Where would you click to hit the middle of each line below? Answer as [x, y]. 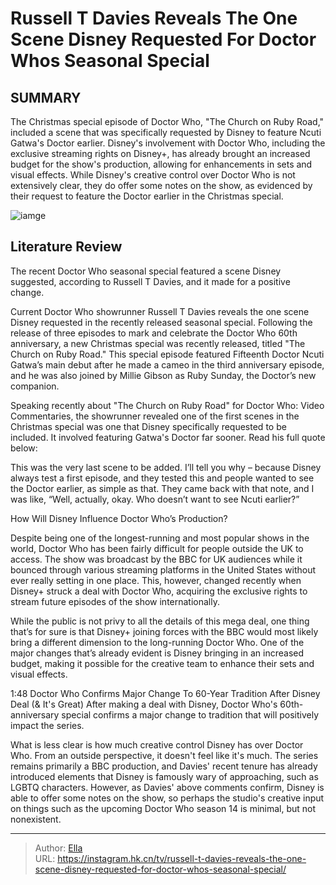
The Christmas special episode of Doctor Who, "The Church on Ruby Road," [167, 121]
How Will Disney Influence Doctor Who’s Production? [119, 518]
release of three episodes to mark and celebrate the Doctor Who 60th [154, 333]
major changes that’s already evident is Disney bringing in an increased [157, 653]
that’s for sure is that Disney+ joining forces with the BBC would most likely [164, 631]
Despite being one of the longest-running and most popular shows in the [160, 538]
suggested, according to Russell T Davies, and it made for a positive [150, 281]
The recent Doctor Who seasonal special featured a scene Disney [146, 271]
